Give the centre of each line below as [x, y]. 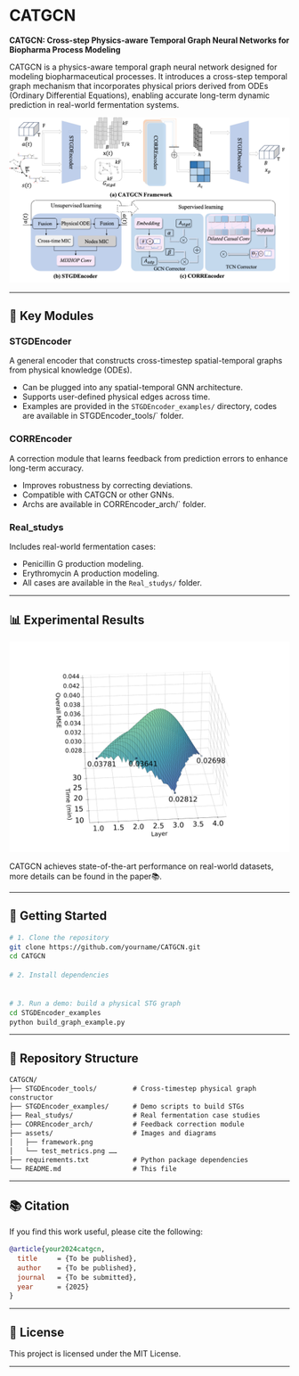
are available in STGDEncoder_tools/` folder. [103, 416]
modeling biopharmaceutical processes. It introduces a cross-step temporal [148, 76]
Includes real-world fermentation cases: [82, 546]
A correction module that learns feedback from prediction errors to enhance [149, 458]
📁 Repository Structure [74, 1058]
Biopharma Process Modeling [65, 49]
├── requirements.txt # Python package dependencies [129, 1160]
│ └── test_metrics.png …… [63, 1151]
